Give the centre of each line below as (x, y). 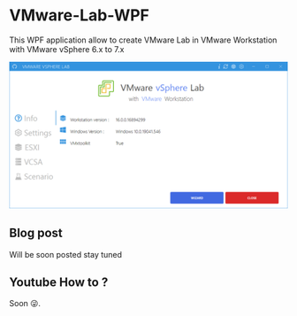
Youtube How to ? (59, 282)
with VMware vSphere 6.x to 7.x (67, 49)
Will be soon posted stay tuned (65, 254)
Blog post (36, 233)
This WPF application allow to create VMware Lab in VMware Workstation (143, 40)
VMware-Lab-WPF (80, 15)
